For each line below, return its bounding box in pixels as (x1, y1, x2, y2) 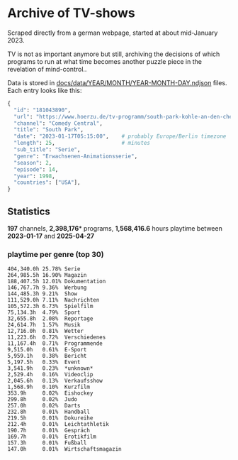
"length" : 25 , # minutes (13, 140, 151, 147)
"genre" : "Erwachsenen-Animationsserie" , (13, 153, 138, 160)
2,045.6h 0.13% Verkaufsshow (7, 378, 103, 385)
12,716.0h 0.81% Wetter (7, 328, 84, 335)
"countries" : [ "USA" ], (13, 179, 81, 186)
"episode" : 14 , (13, 165, 59, 173)
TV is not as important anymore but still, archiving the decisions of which (7, 50, 220, 58)
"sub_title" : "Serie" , (13, 146, 81, 153)
